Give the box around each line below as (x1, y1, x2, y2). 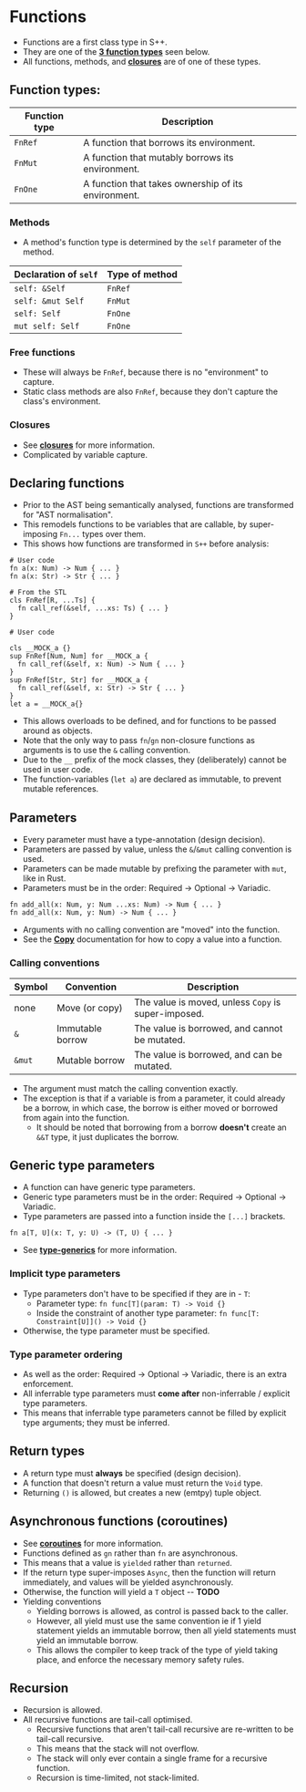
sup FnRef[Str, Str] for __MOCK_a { (9, 676, 148, 685)
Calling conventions (9, 957, 100, 969)
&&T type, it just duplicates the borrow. (36, 1131, 179, 1142)
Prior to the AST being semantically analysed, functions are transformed (22, 500, 294, 511)
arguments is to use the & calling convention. (22, 745, 191, 756)
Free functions (9, 346, 76, 358)
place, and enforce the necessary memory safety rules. (36, 1653, 245, 1665)
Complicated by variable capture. (22, 449, 148, 460)
